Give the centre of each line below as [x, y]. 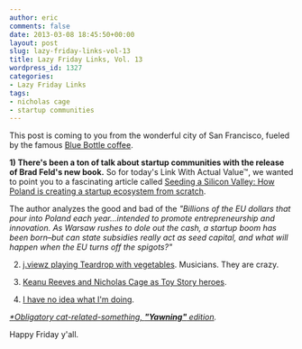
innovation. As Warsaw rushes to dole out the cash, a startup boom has [143, 228]
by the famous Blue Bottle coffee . [71, 145]
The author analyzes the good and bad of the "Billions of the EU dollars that [150, 209]
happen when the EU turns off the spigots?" [91, 247]
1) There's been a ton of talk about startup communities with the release [147, 162]
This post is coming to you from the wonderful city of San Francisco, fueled [150, 135]
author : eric [34, 18]
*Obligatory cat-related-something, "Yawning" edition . [113, 317]
